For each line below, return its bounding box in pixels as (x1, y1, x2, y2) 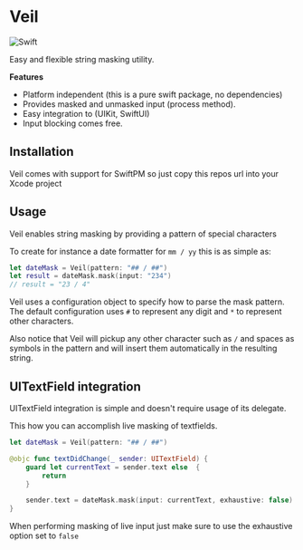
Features (9, 71, 43, 82)
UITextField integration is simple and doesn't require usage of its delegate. (9, 403, 287, 413)
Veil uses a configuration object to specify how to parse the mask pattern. (9, 296, 285, 307)
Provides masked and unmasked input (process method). (22, 98, 236, 110)
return (42, 471, 67, 480)
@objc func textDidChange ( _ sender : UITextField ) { (9, 454, 208, 463)
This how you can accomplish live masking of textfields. (9, 420, 218, 431)
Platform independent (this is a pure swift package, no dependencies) (22, 89, 283, 100)
